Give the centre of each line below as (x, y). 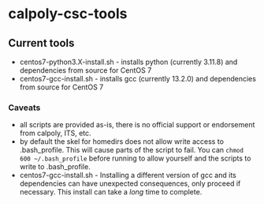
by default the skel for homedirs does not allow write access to (122, 142)
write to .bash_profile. (55, 167)
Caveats (24, 108)
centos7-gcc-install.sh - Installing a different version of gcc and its (128, 176)
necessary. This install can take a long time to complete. (111, 192)
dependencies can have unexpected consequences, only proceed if (130, 183)
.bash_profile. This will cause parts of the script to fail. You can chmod (132, 150)
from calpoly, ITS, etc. (56, 133)
